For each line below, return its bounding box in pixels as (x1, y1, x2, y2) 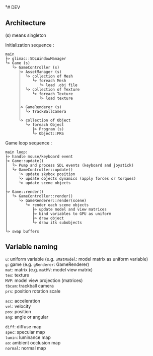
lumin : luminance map (5, 334, 51, 340)
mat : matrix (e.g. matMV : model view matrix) (5, 266, 93, 272)
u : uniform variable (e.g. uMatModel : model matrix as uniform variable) (5, 256, 148, 262)
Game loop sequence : (5, 139, 52, 146)
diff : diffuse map (5, 323, 42, 329)
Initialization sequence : (5, 42, 54, 48)
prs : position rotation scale (5, 288, 61, 294)
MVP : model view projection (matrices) (5, 277, 83, 283)
